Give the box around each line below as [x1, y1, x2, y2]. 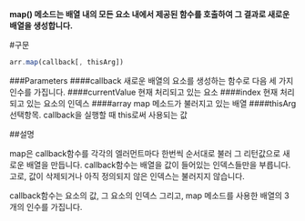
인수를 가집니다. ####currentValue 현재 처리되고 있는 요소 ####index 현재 [9, 86, 279, 97]
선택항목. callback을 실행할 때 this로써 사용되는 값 [9, 109, 188, 120]
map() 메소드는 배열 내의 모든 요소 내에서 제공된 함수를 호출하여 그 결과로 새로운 [9, 9, 290, 19]
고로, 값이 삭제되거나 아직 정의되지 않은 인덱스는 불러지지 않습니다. [9, 170, 246, 181]
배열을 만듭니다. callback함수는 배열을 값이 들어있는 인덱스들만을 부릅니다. [25, 159, 291, 170]
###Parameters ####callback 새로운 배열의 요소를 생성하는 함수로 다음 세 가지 [9, 75, 294, 85]
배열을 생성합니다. [9, 20, 74, 31]
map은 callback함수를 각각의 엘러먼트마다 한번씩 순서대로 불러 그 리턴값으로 [9, 147, 280, 158]
